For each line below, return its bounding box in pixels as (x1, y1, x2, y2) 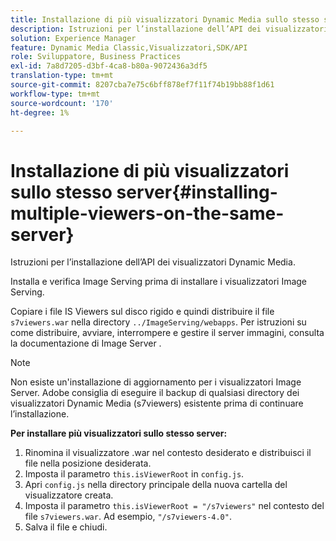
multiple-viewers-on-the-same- (10, 202, 285, 225)
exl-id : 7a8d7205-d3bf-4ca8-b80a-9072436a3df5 (10, 61, 208, 71)
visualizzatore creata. (24, 489, 114, 501)
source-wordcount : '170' (10, 98, 114, 108)
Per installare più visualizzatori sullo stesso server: (10, 427, 228, 440)
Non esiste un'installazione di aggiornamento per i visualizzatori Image (10, 376, 302, 388)
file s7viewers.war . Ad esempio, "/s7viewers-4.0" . (24, 511, 232, 523)
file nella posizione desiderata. (24, 457, 152, 470)
